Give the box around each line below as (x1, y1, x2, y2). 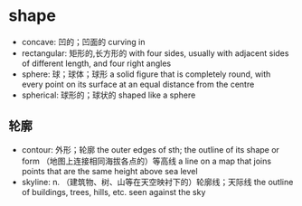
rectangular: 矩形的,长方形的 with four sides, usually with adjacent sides (21, 47, 289, 59)
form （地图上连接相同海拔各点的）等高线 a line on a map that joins (21, 155, 272, 166)
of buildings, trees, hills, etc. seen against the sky (21, 186, 206, 197)
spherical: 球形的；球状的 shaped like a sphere (21, 89, 196, 100)
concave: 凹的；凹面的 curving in (21, 36, 146, 47)
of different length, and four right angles (21, 58, 172, 69)
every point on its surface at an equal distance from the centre (21, 79, 255, 89)
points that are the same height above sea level (21, 165, 198, 176)
